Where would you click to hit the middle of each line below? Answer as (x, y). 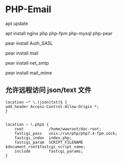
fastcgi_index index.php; (43, 138)
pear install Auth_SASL (29, 43)
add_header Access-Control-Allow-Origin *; (52, 106)
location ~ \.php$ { (27, 124)
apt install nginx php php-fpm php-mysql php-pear (59, 33)
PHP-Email (28, 9)
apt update (17, 23)
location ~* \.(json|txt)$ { (36, 102)
